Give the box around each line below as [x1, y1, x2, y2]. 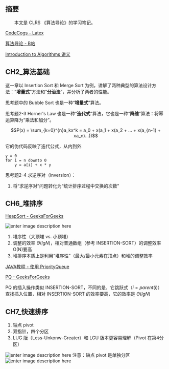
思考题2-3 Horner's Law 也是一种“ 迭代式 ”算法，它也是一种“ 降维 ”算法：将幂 [5, 110, 163, 116]
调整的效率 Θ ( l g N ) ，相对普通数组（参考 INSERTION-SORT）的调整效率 [12, 240, 162, 246]
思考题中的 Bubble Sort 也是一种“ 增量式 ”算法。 [5, 99, 104, 106]
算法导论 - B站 [5, 40, 36, 46]
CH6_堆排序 [5, 199, 43, 208]
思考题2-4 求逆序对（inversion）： [5, 172, 76, 178]
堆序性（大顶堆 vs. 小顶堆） [12, 234, 71, 240]
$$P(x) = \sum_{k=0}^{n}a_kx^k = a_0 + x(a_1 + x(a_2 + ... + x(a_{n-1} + [11, 127, 161, 133]
